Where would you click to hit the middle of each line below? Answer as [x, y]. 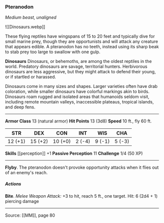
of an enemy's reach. [26, 173]
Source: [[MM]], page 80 [30, 215]
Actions [13, 183]
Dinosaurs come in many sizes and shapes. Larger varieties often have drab [81, 86]
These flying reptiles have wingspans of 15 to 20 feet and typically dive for [80, 36]
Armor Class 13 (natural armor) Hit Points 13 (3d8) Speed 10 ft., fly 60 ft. [78, 121]
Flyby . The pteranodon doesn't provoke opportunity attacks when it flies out [82, 167]
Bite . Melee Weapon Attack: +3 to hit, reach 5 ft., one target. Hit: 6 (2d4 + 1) [81, 196]
